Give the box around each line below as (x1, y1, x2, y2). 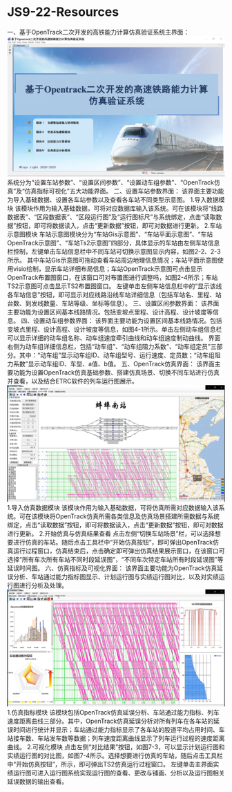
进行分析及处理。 (19, 581, 68, 590)
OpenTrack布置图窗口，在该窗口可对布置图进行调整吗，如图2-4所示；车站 (7, 274, 218, 282)
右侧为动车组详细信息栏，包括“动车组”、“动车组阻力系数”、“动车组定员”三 (7, 343, 217, 351)
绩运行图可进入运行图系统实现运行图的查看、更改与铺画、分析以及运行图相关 (7, 769, 225, 777)
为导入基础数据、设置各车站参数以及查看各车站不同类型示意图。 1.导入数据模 (7, 196, 225, 204)
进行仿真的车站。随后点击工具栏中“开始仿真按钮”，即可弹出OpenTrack (12, 538, 213, 547)
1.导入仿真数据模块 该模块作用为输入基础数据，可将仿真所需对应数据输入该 (7, 504, 219, 512)
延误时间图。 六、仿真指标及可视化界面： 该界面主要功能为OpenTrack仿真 (7, 564, 217, 572)
